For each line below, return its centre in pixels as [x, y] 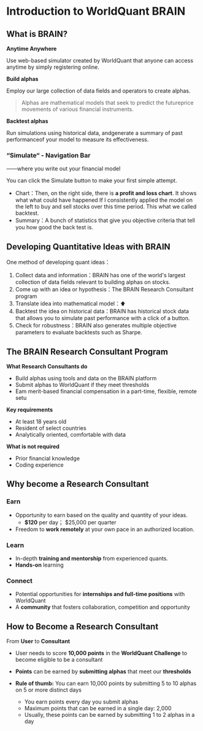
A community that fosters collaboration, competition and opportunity [102, 607]
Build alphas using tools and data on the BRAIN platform [86, 378]
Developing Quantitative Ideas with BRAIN [88, 247]
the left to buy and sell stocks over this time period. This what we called [106, 207]
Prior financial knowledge [48, 458]
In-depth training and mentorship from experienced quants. [92, 558]
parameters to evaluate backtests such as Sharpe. [79, 332]
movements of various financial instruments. [77, 109]
